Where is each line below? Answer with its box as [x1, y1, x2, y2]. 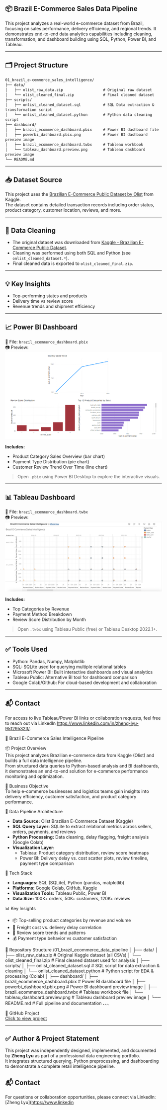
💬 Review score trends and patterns [12, 930, 86, 936]
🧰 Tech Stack [5, 870, 32, 876]
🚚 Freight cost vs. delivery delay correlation [12, 924, 102, 930]
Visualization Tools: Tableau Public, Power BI [12, 890, 106, 896]
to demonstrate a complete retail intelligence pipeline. [5, 1063, 115, 1069]
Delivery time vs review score [12, 298, 73, 304]
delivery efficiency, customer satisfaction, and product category [5, 793, 137, 799]
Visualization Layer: [12, 845, 55, 851]
